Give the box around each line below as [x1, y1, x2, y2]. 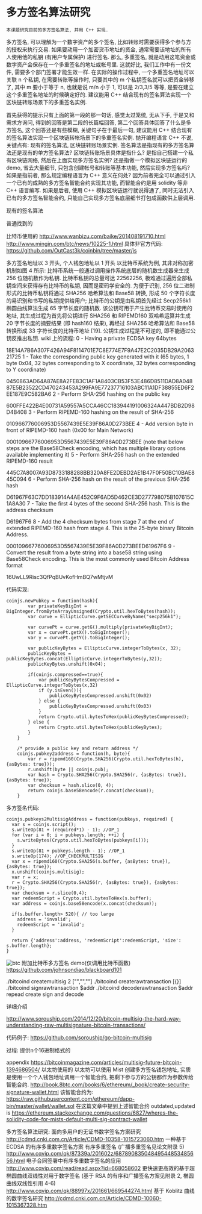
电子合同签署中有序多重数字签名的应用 [26, 1157, 121, 1164]
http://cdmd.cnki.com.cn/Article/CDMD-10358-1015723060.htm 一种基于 [6, 1135, 187, 1142]
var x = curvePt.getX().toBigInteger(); [28, 629, 130, 636]
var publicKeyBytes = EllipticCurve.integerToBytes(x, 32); [28, 645, 182, 651]
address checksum [6, 506, 54, 513]
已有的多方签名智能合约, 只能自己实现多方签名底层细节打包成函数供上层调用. [6, 194, 195, 201]
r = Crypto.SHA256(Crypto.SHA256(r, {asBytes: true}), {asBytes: [11, 879, 179, 886]
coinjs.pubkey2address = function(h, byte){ [17, 751, 130, 757]
